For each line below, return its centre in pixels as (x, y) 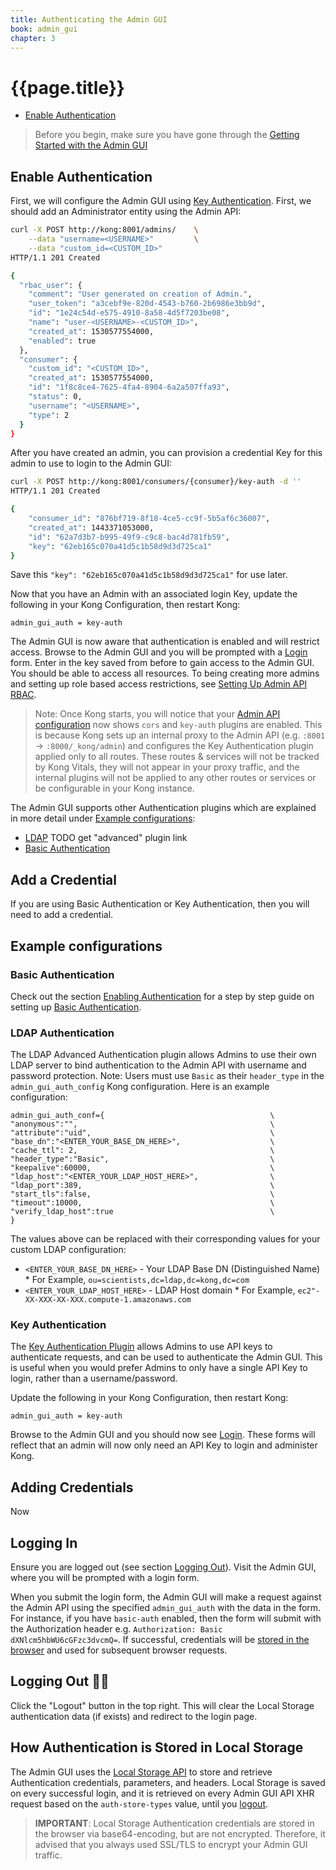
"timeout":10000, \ (142, 1203)
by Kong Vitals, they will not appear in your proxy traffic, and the (167, 767)
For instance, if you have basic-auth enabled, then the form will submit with (166, 1618)
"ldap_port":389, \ (142, 1186)
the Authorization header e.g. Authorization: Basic (116, 1629)
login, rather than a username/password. (94, 1378)
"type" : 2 (49, 415)
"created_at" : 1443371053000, (91, 527)
